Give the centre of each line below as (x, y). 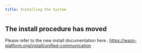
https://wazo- (123, 40)
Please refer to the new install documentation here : (57, 40)
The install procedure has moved (56, 29)
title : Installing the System (36, 9)
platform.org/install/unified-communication (48, 46)
